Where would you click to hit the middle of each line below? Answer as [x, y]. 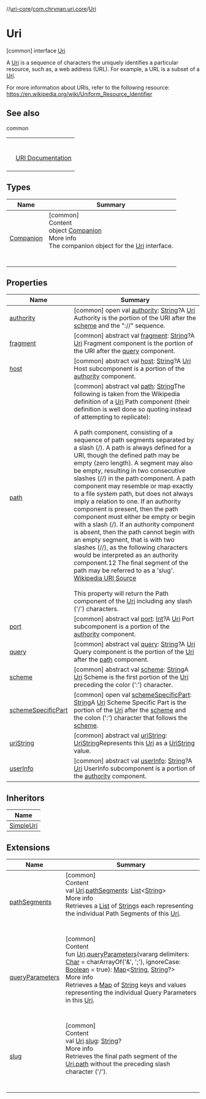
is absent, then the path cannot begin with [134, 532]
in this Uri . [80, 1000]
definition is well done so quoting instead [132, 410]
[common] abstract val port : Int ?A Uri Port [134, 619]
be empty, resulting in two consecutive [129, 471]
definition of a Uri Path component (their [132, 402]
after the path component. [111, 659]
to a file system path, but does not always [133, 494]
